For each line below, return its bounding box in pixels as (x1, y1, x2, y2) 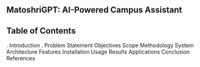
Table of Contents (6, 26, 76, 36)
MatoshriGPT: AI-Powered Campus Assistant (6, 5, 182, 15)
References (6, 55, 35, 62)
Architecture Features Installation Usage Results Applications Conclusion (6, 48, 190, 55)
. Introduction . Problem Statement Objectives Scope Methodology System (6, 42, 194, 49)
